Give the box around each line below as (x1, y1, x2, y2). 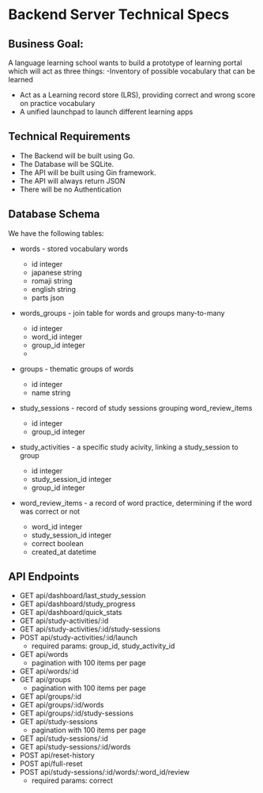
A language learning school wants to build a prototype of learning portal (8, 58, 242, 67)
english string (31, 284, 77, 294)
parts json (31, 293, 65, 302)
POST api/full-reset (19, 759, 83, 768)
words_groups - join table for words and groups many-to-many (19, 308, 225, 317)
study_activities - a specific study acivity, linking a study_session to (19, 442, 239, 452)
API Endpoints (8, 570, 80, 583)
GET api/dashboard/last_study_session (19, 591, 146, 601)
